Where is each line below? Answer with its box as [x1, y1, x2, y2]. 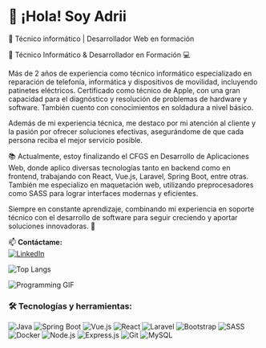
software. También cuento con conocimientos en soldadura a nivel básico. [8, 102, 254, 112]
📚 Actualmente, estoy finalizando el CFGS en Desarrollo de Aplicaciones [8, 151, 250, 161]
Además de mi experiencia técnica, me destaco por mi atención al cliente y [8, 118, 256, 128]
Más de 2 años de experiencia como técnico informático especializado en [8, 68, 252, 78]
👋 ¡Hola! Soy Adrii [8, 7, 127, 26]
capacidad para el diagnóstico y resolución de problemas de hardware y [8, 94, 248, 104]
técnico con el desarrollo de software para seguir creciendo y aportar [8, 212, 238, 222]
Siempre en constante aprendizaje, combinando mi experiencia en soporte [8, 204, 255, 214]
